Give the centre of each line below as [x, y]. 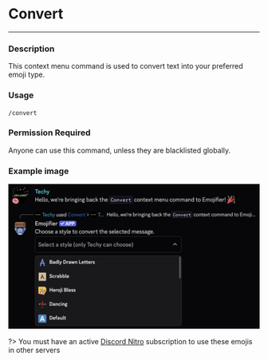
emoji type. [27, 75]
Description [32, 49]
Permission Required [49, 133]
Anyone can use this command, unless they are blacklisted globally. [120, 150]
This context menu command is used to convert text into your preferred [126, 66]
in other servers [34, 350]
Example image [39, 171]
